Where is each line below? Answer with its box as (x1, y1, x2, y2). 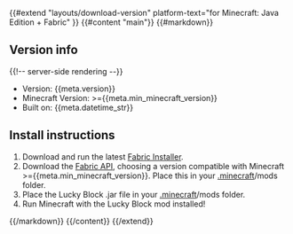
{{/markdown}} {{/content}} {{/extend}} (9, 215, 154, 226)
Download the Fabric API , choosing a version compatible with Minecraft (21, 160, 285, 171)
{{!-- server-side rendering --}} (9, 66, 123, 76)
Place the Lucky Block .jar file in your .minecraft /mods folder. (21, 189, 246, 199)
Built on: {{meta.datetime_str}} (21, 102, 134, 113)
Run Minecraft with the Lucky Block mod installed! (21, 199, 206, 209)
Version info (9, 43, 78, 58)
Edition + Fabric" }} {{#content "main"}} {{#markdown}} (9, 17, 214, 27)
